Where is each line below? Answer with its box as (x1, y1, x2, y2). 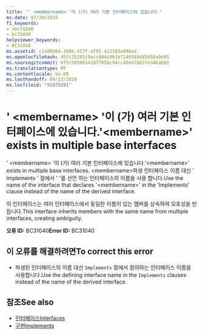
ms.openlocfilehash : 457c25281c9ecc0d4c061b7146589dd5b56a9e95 (6, 54, 170, 60)
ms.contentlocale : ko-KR (6, 71, 69, 77)
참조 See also (6, 297, 54, 308)
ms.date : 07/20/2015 (6, 15, 59, 21)
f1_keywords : (6, 20, 39, 26)
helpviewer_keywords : (6, 37, 61, 43)
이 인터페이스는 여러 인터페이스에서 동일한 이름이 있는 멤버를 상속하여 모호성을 (6, 200, 191, 207)
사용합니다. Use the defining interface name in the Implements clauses (15, 271, 187, 279)
